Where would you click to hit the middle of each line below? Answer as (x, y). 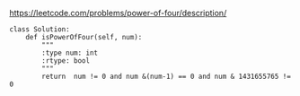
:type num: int (70, 53)
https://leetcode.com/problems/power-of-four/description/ (118, 13)
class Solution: (40, 30)
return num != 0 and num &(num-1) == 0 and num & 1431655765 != (167, 76)
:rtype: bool (66, 61)
